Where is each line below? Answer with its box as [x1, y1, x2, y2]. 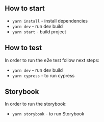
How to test [5, 44, 42, 52]
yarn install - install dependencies [12, 17, 88, 24]
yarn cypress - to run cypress [12, 72, 75, 78]
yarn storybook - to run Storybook [12, 111, 85, 117]
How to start [5, 4, 45, 13]
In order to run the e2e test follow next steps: [5, 57, 100, 63]
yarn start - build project [12, 28, 66, 35]
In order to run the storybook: [5, 101, 67, 107]
